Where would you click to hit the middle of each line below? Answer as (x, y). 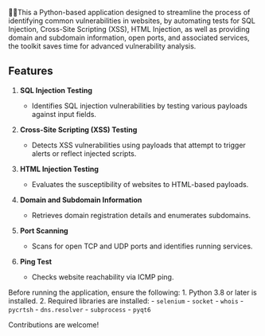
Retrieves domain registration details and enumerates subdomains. (141, 215)
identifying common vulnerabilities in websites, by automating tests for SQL (132, 21)
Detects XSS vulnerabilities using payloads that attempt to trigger (139, 145)
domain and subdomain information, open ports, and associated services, (129, 37)
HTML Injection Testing (59, 169)
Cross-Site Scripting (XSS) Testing (78, 129)
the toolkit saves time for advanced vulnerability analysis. (102, 46)
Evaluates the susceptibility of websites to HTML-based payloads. (140, 184)
